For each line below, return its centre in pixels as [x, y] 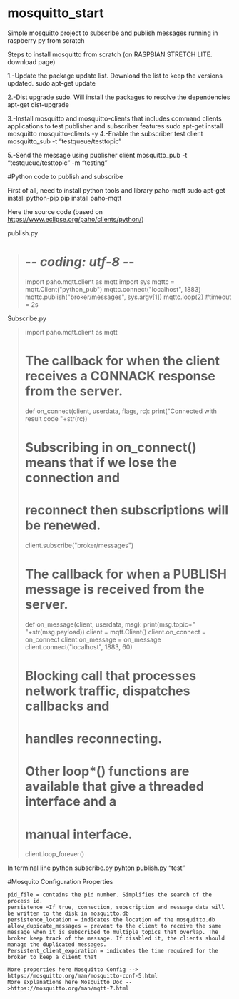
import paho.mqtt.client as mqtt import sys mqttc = [100, 282]
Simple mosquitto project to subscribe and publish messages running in [113, 33]
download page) [31, 61]
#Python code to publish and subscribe [65, 176]
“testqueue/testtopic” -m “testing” [58, 163]
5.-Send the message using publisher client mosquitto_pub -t [97, 155]
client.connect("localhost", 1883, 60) [79, 646]
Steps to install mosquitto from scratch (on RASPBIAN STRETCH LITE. [110, 54]
